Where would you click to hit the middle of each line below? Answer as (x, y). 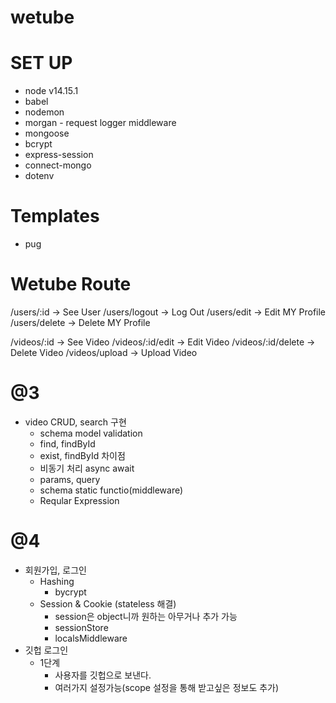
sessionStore (81, 627)
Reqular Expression (79, 500)
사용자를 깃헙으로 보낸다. (103, 675)
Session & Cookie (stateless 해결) (108, 603)
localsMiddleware (91, 638)
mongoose (47, 133)
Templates (55, 216)
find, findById (67, 443)
